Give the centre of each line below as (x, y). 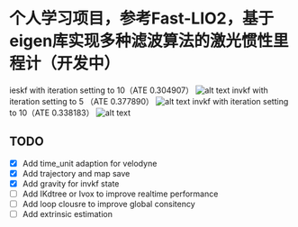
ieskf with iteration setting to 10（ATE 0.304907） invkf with (139, 90)
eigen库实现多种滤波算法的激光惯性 (141, 41)
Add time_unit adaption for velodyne (90, 163)
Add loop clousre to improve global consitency (108, 204)
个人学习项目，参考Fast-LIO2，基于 (142, 18)
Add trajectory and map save (76, 173)
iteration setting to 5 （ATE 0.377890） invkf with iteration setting (149, 101)
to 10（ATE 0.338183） (52, 113)
